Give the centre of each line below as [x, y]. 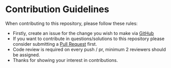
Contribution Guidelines [57, 9]
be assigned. [26, 55]
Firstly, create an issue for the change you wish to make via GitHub [83, 33]
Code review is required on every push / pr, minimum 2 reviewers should [89, 49]
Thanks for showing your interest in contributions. [65, 60]
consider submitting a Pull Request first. [55, 44]
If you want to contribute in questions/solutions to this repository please [89, 39]
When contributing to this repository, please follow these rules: [72, 23]
